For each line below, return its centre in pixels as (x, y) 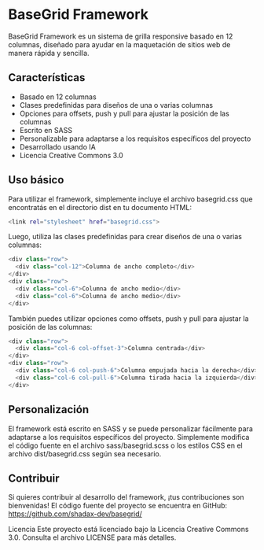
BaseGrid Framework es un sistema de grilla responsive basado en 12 (121, 36)
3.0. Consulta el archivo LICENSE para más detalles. (92, 537)
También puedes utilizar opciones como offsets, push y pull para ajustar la (128, 318)
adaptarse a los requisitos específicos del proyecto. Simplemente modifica (129, 437)
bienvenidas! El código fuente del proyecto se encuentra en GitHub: (118, 506)
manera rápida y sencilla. (49, 53)
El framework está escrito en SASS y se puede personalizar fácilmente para (131, 428)
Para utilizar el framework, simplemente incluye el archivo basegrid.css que (130, 199)
